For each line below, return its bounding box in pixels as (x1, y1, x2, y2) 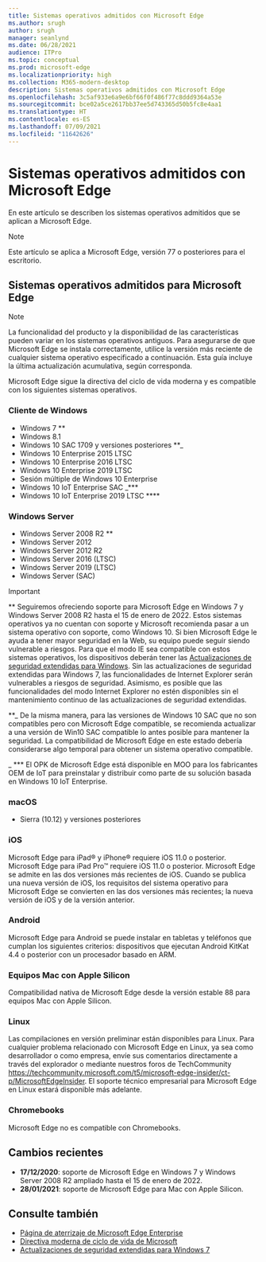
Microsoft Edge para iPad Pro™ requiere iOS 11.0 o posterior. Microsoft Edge (8, 861, 256, 870)
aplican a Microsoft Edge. (8, 216, 92, 225)
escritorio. (8, 256, 42, 265)
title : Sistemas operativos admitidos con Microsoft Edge (8, 11, 204, 20)
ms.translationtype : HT (8, 108, 87, 116)
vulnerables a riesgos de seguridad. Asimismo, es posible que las (8, 678, 222, 687)
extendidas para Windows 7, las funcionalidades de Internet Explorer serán (8, 670, 253, 679)
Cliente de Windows (8, 405, 88, 416)
